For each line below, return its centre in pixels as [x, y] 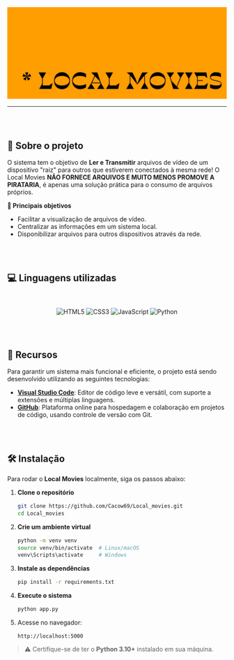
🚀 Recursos [32, 354]
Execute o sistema [44, 596]
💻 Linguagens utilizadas [62, 278]
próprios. [20, 192]
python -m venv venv [47, 541]
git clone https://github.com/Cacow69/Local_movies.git [100, 506]
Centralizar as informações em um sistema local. [87, 227]
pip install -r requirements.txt [66, 582]
